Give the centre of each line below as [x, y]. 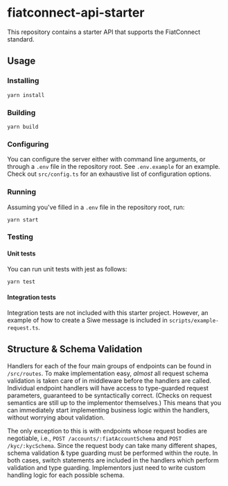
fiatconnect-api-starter [76, 13]
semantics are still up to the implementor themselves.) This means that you [114, 402]
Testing [20, 237]
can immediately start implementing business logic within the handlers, [108, 410]
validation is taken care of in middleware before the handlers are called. [109, 380]
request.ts [23, 328]
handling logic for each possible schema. [66, 475]
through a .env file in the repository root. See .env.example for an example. [114, 167]
